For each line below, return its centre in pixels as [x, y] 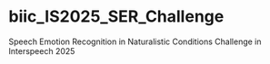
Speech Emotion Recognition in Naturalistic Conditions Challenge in [135, 41]
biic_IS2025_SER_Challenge [116, 17]
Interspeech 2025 [42, 50]
